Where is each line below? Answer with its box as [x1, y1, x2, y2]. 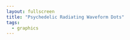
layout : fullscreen [6, 8, 55, 15]
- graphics [11, 25, 39, 31]
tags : [6, 19, 20, 25]
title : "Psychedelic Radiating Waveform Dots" [6, 14, 125, 20]
